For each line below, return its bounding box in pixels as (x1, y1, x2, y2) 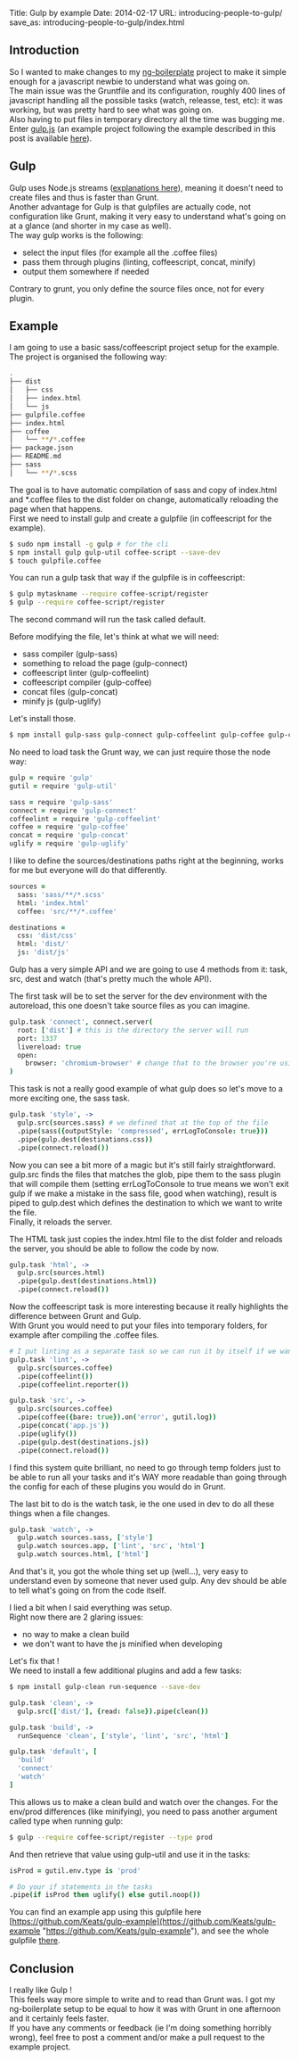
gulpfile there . (9, 1935, 61, 1946)
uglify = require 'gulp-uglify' (9, 839, 129, 848)
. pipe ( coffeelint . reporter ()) (17, 1380, 129, 1389)
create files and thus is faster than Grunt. (9, 192, 159, 202)
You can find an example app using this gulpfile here (9, 1907, 202, 1917)
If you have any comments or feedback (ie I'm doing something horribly (9, 2023, 272, 2033)
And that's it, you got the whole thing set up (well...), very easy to (9, 1566, 249, 1577)
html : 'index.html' (17, 898, 90, 908)
